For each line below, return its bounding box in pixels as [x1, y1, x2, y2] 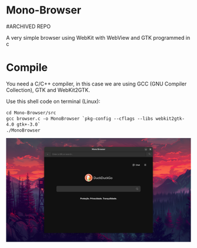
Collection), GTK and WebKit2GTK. [6, 86, 90, 94]
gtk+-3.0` [16, 121, 41, 128]
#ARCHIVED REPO [6, 23, 51, 30]
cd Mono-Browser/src [6, 109, 57, 116]
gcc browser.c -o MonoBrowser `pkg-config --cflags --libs [6, 115, 154, 122]
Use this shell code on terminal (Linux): [6, 98, 101, 105]
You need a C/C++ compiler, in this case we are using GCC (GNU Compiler [6, 80, 187, 87]
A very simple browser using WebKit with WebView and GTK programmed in [6, 34, 191, 41]
